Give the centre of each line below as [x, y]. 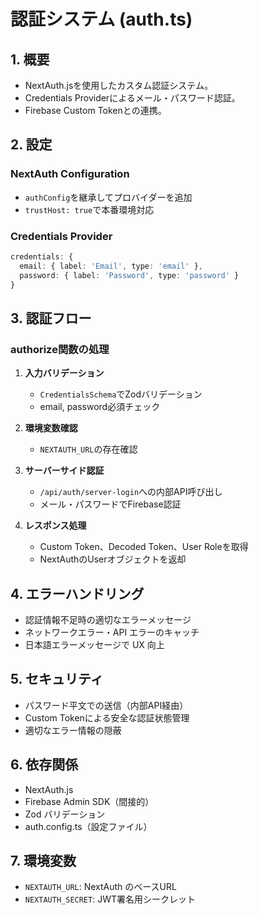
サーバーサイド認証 [64, 471]
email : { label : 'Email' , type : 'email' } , [111, 266]
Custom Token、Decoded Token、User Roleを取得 [144, 547]
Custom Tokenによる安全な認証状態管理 [107, 717]
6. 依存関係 [44, 765]
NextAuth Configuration [70, 174]
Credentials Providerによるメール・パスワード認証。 [132, 98]
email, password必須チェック [100, 407]
